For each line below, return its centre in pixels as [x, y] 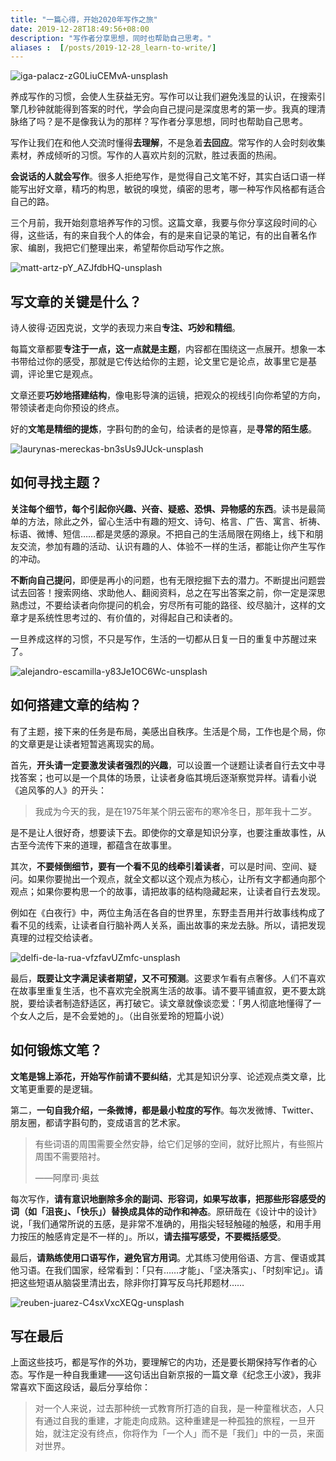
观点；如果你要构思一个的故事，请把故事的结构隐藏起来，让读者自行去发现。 [168, 891]
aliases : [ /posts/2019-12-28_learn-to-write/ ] [113, 47]
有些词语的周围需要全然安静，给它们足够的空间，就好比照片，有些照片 [179, 1143]
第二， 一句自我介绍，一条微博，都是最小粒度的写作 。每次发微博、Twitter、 [165, 1110]
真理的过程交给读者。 [54, 937]
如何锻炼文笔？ [56, 1050]
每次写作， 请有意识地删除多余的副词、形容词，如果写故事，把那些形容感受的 [168, 1198]
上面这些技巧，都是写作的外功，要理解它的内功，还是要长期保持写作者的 [159, 1362]
